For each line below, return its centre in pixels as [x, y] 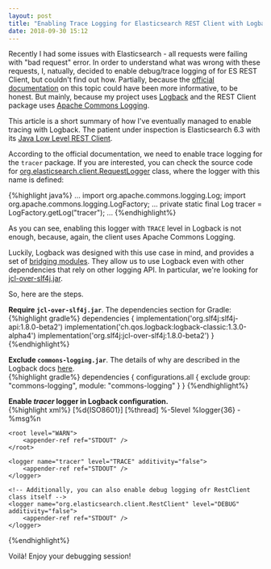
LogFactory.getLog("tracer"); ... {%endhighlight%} [92, 213]
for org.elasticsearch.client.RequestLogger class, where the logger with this [134, 172]
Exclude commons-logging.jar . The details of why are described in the [124, 360]
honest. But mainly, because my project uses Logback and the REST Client [132, 97]
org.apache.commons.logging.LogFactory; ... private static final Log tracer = [135, 204]
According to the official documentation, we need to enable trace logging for [135, 154]
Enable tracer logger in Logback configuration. [88, 401]
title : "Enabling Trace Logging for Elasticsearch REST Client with [126, 23]
